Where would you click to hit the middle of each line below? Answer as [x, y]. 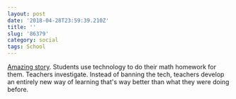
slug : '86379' [28, 34]
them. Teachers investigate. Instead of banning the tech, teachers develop [116, 74]
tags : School [27, 47]
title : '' [22, 27]
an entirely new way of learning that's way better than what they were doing [118, 82]
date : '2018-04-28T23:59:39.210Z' [58, 21]
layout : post [27, 14]
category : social [33, 40]
